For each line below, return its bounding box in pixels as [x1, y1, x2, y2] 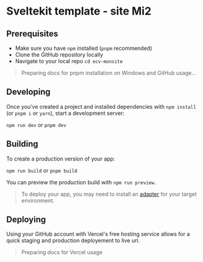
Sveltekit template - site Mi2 [6, 4, 152, 18]
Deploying [6, 215, 46, 225]
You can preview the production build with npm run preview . [6, 178, 156, 186]
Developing [6, 87, 50, 97]
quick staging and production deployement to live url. [6, 237, 140, 244]
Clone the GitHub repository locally [15, 51, 103, 58]
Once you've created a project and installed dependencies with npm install [6, 103, 196, 110]
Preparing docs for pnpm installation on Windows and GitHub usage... [21, 69, 196, 77]
